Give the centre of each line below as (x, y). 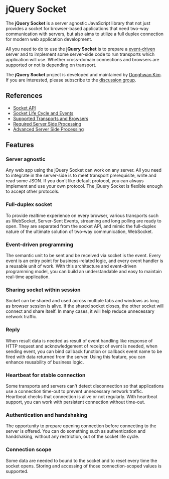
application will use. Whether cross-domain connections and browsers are (82, 59)
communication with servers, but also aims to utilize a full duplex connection (85, 34)
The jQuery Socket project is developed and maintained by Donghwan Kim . (84, 74)
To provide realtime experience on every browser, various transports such (82, 215)
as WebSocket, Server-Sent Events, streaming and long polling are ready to (84, 221)
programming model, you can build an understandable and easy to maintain (84, 272)
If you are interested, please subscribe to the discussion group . (71, 80)
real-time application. (28, 277)
